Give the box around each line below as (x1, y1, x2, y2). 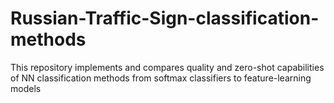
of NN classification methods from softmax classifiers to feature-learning (10, 72, 312, 84)
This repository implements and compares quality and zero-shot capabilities (10, 61, 325, 73)
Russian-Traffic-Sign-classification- (10, 7, 320, 30)
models (10, 82, 42, 94)
